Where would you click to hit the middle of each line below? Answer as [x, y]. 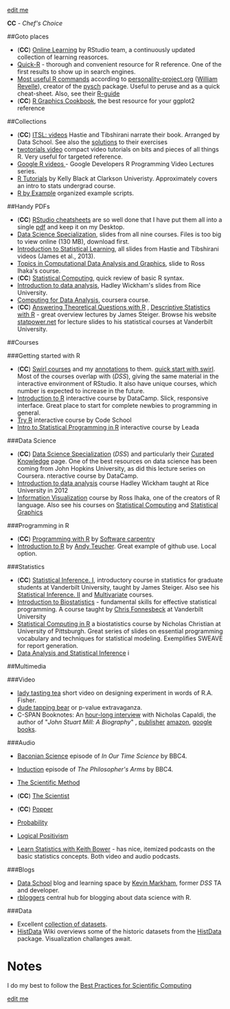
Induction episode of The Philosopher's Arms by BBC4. [95, 769]
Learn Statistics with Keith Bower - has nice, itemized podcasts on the [116, 849]
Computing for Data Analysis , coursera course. [83, 300]
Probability [32, 822]
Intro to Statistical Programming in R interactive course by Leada [108, 427]
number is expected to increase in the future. [81, 391]
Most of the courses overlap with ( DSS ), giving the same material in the [118, 376]
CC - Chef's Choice [35, 23]
